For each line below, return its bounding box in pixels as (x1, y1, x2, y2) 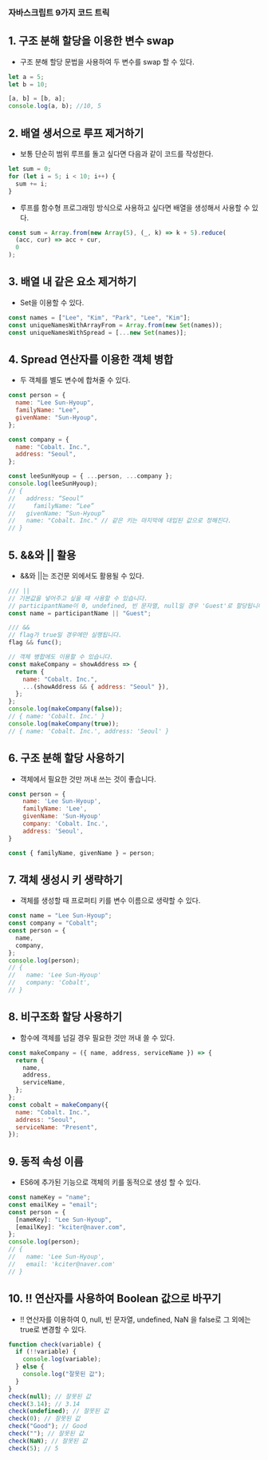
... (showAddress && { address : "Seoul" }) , (22, 682, 170, 690)
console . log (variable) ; (22, 1355, 102, 1363)
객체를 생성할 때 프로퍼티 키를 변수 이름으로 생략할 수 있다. (19, 896, 201, 905)
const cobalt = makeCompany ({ (8, 1100, 109, 1108)
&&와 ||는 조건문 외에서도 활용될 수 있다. (19, 571, 144, 580)
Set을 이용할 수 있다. (19, 297, 85, 307)
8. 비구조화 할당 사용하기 (8, 1010, 122, 1024)
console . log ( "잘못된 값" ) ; (22, 1370, 106, 1378)
